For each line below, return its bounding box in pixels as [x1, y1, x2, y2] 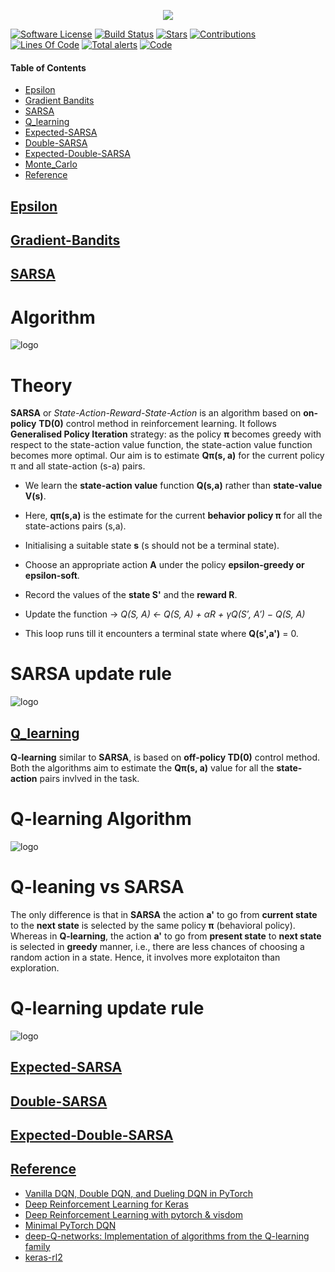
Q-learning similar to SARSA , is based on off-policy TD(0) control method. [10, 751, 321, 763]
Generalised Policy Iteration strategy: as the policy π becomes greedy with [10, 428, 322, 440]
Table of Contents [10, 61, 87, 74]
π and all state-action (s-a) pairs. [10, 460, 146, 472]
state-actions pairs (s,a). [24, 520, 127, 532]
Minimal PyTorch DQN [24, 1219, 117, 1231]
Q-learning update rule [10, 997, 205, 1020]
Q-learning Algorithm [10, 808, 192, 830]
